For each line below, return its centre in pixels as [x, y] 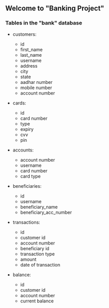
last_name [31, 55]
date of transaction [40, 265]
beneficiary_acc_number [46, 212]
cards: [19, 103]
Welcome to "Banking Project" [55, 8]
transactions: [26, 222]
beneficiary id [35, 248]
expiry [27, 129]
